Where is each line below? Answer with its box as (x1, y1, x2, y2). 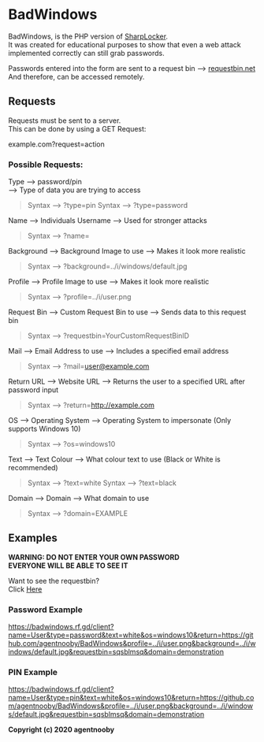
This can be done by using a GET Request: (8, 124, 147, 133)
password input (8, 385, 59, 395)
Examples (8, 532, 58, 545)
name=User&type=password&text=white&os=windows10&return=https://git (8, 630, 254, 640)
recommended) (8, 463, 58, 473)
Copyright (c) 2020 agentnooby (8, 725, 115, 734)
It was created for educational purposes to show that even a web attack (8, 39, 242, 49)
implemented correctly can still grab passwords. (8, 48, 165, 58)
